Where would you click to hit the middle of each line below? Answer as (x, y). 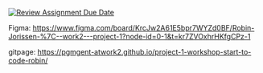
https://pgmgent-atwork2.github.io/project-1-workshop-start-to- (144, 52)
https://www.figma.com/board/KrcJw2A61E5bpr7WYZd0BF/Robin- (144, 28)
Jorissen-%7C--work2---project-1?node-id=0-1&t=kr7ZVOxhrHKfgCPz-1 (129, 36)
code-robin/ (28, 61)
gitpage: (22, 52)
